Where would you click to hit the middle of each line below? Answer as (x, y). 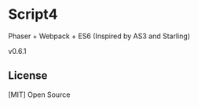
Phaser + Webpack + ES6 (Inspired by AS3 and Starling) (99, 36)
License (28, 76)
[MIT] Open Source (39, 95)
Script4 (33, 14)
